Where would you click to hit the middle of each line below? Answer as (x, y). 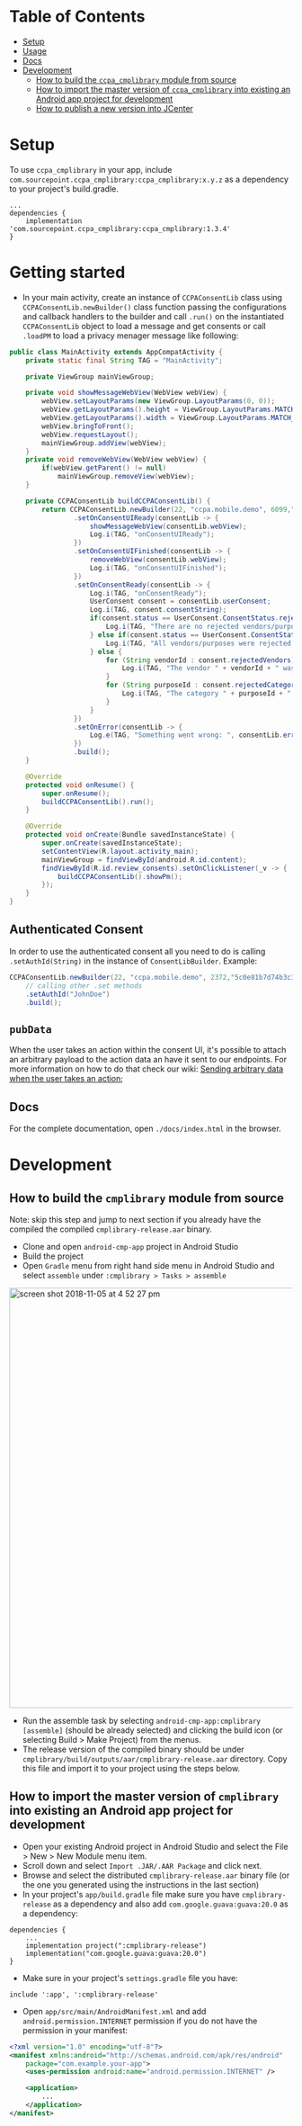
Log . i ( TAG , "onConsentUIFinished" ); (158, 568)
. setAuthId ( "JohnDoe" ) (68, 994)
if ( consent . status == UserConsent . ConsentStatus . (184, 618)
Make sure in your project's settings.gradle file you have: (130, 1978)
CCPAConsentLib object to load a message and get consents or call (144, 326)
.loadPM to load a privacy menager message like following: (130, 336)
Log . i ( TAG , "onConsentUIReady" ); (152, 534)
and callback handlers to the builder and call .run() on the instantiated (153, 316)
